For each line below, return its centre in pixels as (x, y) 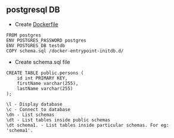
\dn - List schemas (30, 115)
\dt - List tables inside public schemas (58, 120)
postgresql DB (33, 10)
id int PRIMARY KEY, (42, 78)
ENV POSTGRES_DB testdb (36, 45)
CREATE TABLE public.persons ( (45, 73)
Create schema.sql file (42, 62)
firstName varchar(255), (48, 83)
